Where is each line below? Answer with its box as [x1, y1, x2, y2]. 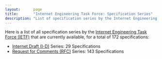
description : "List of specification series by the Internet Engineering [5, 16, 158, 21]
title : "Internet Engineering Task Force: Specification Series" [5, 12, 153, 16]
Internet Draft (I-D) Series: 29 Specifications [12, 44, 101, 49]
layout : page [5, 7, 42, 12]
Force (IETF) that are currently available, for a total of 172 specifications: [5, 34, 149, 40]
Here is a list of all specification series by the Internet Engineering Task [5, 29, 147, 35]
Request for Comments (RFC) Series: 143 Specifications [12, 48, 124, 54]
